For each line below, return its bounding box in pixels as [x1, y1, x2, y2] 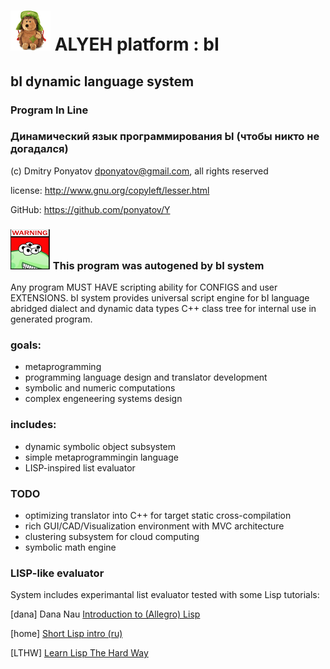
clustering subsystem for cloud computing [24, 530, 200, 542]
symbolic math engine [24, 541, 117, 553]
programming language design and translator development [24, 371, 268, 384]
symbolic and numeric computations [24, 382, 176, 394]
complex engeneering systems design [24, 393, 183, 405]
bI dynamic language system [10, 73, 195, 90]
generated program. [10, 313, 93, 325]
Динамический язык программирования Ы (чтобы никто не [10, 130, 320, 144]
